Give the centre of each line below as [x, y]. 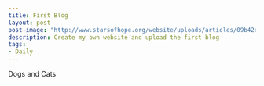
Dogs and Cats [32, 74]
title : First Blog [38, 15]
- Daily [21, 52]
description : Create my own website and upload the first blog [114, 37]
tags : [17, 45]
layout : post [29, 23]
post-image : [27, 30]
